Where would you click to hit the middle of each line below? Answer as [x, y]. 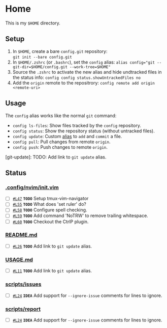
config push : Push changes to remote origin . [60, 147]
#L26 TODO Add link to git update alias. [52, 246]
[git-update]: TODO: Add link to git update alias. [56, 157]
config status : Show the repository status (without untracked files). [83, 131]
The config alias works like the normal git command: [61, 116]
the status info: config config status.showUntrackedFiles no [77, 77]
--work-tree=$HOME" [90, 67]
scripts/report [23, 309]
